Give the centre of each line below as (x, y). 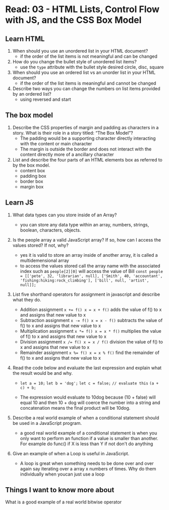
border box (32, 181)
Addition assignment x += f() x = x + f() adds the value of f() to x (91, 309)
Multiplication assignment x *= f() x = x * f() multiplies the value (91, 331)
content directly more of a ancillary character (67, 154)
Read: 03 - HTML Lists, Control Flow (82, 9)
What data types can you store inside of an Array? (65, 215)
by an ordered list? (32, 94)
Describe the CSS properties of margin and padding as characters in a (86, 127)
